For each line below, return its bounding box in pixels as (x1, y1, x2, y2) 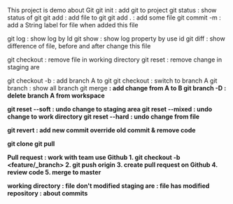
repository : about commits (7, 189, 88, 197)
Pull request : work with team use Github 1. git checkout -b (7, 154, 181, 161)
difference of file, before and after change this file (7, 42, 151, 50)
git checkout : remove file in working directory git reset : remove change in (7, 55, 223, 64)
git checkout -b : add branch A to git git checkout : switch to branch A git (7, 76, 218, 85)
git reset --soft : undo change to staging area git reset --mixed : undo (7, 105, 213, 113)
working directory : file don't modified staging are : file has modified (7, 182, 210, 190)
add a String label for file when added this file (7, 21, 139, 29)
